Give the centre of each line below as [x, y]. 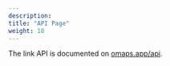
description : [30, 16]
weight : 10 [26, 31]
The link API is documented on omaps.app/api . [85, 54]
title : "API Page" [39, 23]
